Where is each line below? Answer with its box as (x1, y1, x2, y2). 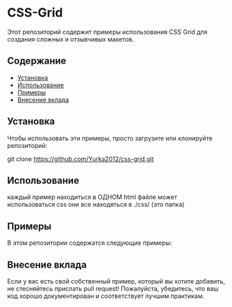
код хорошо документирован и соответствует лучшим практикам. (7, 292, 205, 300)
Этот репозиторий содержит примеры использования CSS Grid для (7, 28, 208, 36)
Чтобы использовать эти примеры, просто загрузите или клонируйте (7, 133, 213, 142)
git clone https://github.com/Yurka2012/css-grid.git (7, 154, 154, 163)
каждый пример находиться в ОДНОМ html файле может (7, 193, 178, 201)
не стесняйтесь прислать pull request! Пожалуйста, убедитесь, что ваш (7, 285, 219, 292)
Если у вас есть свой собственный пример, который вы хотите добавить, (7, 277, 225, 285)
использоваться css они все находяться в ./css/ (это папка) (7, 201, 185, 209)
